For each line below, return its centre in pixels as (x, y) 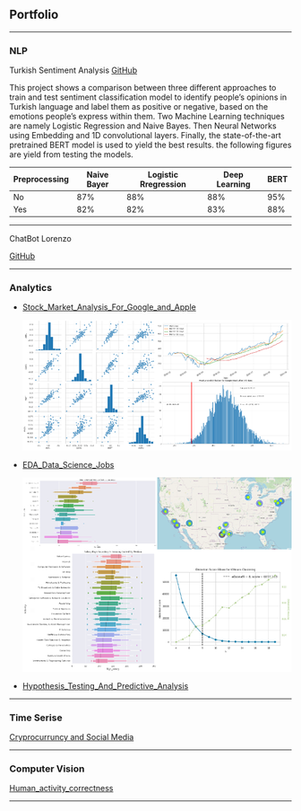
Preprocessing (41, 180)
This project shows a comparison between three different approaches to (143, 88)
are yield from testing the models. (72, 154)
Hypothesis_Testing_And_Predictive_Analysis (105, 685)
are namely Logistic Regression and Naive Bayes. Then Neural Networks (143, 126)
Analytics (30, 287)
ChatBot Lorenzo (40, 238)
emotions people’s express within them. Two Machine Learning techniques (147, 117)
